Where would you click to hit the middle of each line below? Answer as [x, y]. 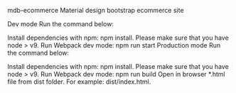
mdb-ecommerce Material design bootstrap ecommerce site [96, 10]
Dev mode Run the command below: [60, 24]
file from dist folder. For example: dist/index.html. [79, 82]
